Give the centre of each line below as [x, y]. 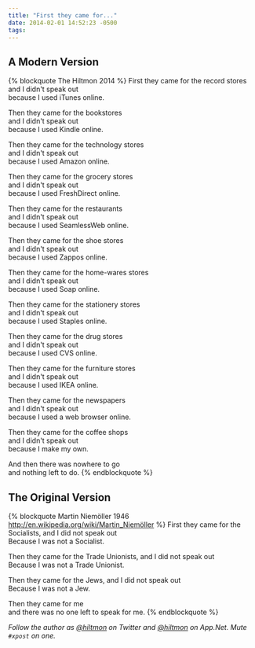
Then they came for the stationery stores [74, 304]
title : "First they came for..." [63, 15]
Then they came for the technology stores [76, 145]
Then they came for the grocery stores [71, 177]
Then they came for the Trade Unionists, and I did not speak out [111, 556]
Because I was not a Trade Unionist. [66, 565]
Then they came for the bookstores [65, 113]
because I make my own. [48, 449]
